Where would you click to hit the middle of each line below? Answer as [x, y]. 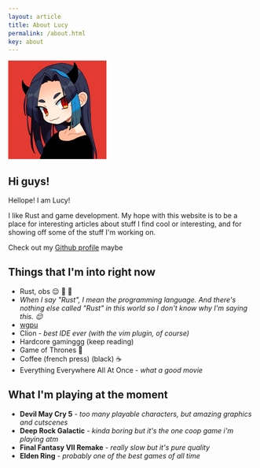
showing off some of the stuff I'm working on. [82, 232]
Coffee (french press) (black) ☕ [71, 358]
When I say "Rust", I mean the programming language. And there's [128, 299]
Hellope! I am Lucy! [39, 200]
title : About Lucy [38, 25]
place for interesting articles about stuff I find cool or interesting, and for [125, 224]
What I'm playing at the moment [88, 395]
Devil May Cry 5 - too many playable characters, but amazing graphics [135, 414]
